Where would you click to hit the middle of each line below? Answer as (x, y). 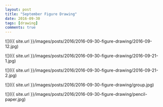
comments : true (20, 28)
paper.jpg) (15, 99)
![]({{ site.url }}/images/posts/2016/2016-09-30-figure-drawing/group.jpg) (80, 85)
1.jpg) (10, 61)
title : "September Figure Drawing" (41, 14)
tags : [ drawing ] (21, 23)
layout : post (18, 9)
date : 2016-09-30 (23, 18)
